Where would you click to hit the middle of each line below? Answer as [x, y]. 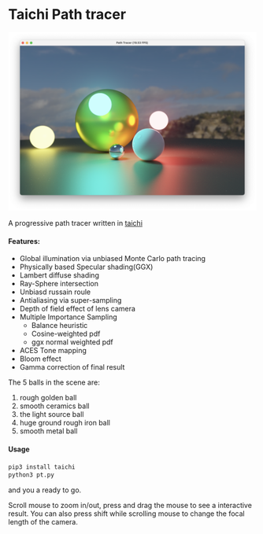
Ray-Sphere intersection [59, 284]
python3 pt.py [31, 475]
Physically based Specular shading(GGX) [86, 267]
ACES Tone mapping [53, 351]
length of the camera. [43, 522]
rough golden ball [48, 398]
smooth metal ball [48, 431]
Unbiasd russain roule [55, 292]
